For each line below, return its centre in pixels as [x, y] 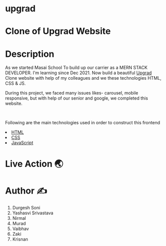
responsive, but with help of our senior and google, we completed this [77, 98]
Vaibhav [21, 229]
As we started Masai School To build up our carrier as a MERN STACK [76, 68]
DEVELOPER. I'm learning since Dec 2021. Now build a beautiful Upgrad [79, 73]
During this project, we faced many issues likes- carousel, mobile [72, 93]
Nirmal [19, 218]
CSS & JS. [16, 83]
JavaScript [23, 143]
